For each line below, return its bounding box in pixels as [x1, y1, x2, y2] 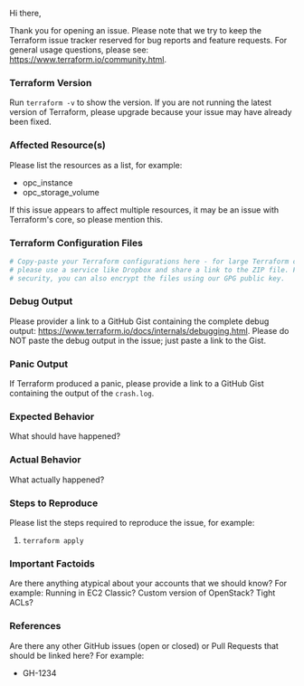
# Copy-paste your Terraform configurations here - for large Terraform [9, 257, 290, 266]
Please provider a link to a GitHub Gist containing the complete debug [9, 316, 270, 327]
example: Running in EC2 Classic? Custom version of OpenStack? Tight [9, 587, 276, 598]
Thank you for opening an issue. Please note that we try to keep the [9, 25, 262, 35]
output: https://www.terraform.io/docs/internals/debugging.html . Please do [9, 325, 290, 336]
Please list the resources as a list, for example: [9, 159, 183, 170]
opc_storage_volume [22, 186, 100, 197]
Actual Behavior [9, 453, 81, 466]
